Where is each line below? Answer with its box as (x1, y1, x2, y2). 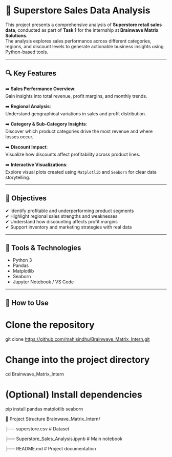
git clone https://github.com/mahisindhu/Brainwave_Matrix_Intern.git (5, 336, 150, 342)
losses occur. (5, 133, 34, 140)
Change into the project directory (5, 354, 150, 365)
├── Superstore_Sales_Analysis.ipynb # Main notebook (5, 435, 123, 442)
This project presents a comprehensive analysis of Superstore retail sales (5, 22, 162, 28)
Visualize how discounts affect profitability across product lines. (5, 151, 141, 157)
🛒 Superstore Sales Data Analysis (5, 5, 150, 16)
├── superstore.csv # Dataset (5, 425, 70, 432)
